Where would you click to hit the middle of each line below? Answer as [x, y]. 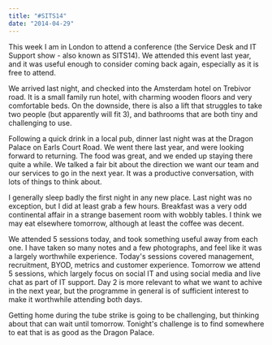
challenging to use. [40, 123]
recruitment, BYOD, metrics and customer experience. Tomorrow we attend [135, 265]
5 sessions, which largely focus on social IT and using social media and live [135, 274]
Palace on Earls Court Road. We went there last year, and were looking [126, 147]
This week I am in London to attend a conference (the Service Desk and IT [133, 46]
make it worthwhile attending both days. [76, 299]
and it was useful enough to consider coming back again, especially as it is [134, 64]
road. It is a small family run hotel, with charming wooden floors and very [130, 97]
